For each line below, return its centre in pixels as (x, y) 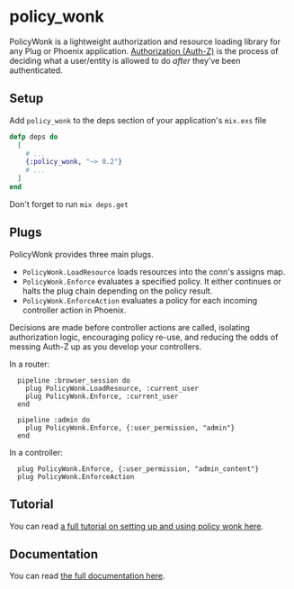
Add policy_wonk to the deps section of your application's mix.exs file (138, 120)
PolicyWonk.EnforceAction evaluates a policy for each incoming (140, 300)
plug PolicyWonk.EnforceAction (76, 476)
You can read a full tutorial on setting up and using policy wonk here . (136, 526)
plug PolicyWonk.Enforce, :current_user (102, 396)
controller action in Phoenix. (74, 310)
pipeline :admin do (54, 420)
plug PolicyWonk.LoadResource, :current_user (112, 388)
